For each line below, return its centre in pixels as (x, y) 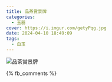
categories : (21, 17)
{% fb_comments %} (32, 73)
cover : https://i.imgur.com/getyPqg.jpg (57, 28)
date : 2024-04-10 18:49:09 (39, 33)
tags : (13, 39)
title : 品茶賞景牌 (27, 11)
